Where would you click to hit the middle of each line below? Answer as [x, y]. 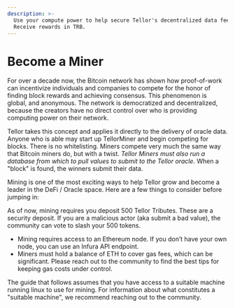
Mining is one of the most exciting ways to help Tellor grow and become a [114, 182]
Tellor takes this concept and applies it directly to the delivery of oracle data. [117, 132]
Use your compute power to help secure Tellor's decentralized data [115, 20]
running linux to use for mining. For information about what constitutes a [111, 290]
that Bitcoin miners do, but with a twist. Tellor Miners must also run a [106, 154]
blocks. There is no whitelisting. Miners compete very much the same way [114, 146]
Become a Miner [55, 61]
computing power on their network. [58, 118]
